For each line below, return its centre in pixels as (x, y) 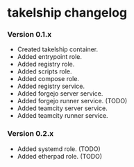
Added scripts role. (44, 71)
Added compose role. (48, 79)
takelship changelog (67, 13)
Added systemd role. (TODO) (59, 149)
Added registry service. (51, 86)
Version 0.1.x (30, 35)
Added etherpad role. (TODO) (60, 156)
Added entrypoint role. (49, 57)
